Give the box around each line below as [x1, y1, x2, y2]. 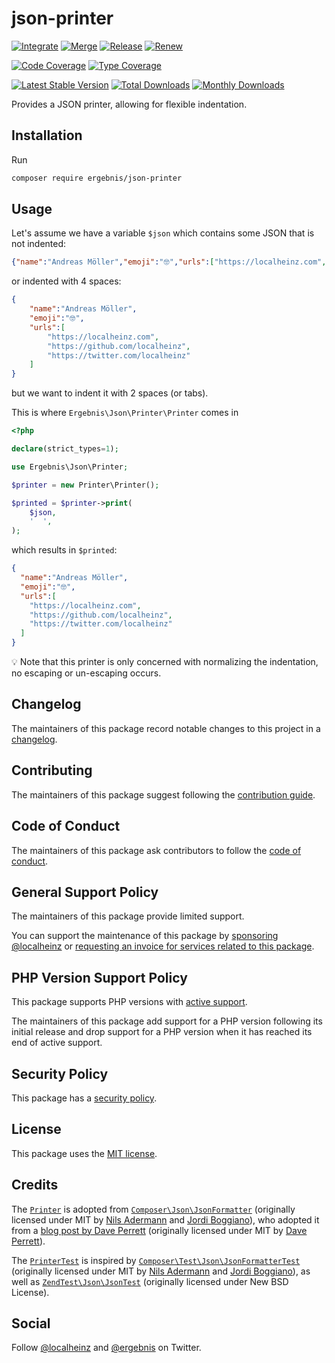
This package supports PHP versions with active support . [11, 996, 248, 1008]
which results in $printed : [11, 544, 118, 556]
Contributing [11, 762, 93, 779]
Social [11, 1315, 51, 1332]
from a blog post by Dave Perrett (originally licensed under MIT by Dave [11, 1224, 308, 1236]
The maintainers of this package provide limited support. [11, 910, 245, 922]
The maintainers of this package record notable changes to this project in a [11, 722, 321, 734]
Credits [11, 1177, 59, 1194]
